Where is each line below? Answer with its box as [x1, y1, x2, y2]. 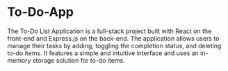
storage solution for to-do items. [32, 56, 125, 64]
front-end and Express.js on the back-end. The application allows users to [7, 34, 220, 42]
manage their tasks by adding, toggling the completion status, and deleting [7, 41, 222, 50]
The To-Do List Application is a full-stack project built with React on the [7, 27, 212, 35]
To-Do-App [7, 4, 74, 20]
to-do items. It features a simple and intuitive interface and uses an [7, 49, 199, 57]
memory [7, 56, 31, 64]
